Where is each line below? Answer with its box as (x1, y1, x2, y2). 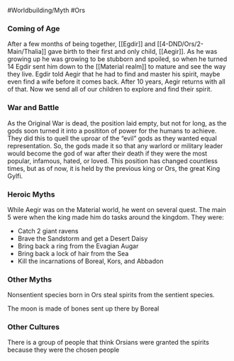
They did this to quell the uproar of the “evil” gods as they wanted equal (7, 134, 218, 143)
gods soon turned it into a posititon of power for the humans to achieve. (7, 126, 217, 135)
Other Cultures (7, 322, 60, 332)
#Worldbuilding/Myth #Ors (7, 6, 86, 14)
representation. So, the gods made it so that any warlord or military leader (7, 141, 223, 150)
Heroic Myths (7, 189, 55, 199)
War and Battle (7, 103, 60, 113)
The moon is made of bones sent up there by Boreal (7, 304, 160, 313)
